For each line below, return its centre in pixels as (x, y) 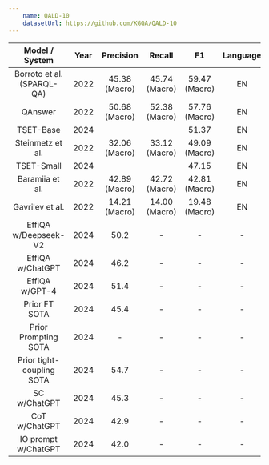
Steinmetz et (38, 142)
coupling (39, 370)
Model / (39, 50)
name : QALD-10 (46, 16)
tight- (48, 359)
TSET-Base (39, 130)
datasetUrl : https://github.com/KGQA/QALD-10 (100, 23)
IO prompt (39, 439)
